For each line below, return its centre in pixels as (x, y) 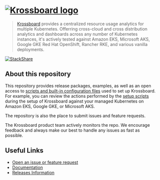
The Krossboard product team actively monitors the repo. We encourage (78, 125)
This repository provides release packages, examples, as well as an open (78, 86)
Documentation (27, 167)
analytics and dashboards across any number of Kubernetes (77, 34)
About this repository (38, 74)
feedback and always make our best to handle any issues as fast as (72, 130)
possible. (14, 135)
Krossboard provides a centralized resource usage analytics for (80, 24)
